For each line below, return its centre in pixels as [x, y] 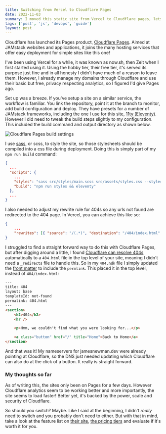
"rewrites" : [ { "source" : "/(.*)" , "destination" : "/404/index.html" [87, 233]
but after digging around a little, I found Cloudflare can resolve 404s [74, 252]
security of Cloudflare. [28, 401]
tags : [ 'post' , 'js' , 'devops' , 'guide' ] [48, 24]
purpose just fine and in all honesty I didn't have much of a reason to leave [81, 73]
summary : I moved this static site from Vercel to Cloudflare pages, [78, 19]
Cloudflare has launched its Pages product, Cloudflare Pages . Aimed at [77, 42]
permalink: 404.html [26, 301]
